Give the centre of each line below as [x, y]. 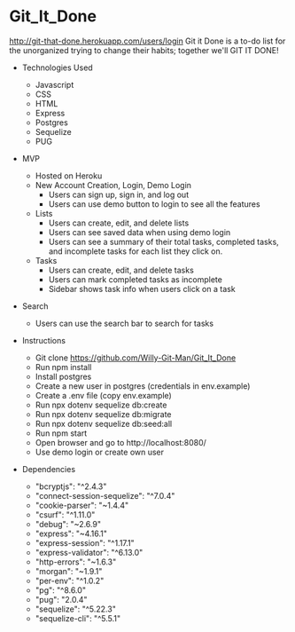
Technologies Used [57, 67]
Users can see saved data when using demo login [140, 232]
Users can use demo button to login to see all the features [154, 204]
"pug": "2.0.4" [61, 599]
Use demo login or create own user [100, 452]
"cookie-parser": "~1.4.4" [82, 505]
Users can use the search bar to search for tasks [124, 323]
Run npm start [61, 433]
